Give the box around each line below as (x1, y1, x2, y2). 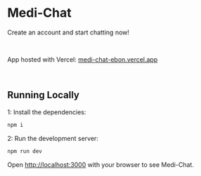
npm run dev (7, 147, 42, 155)
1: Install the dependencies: (7, 107, 86, 116)
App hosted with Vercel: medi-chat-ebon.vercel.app (7, 55, 158, 64)
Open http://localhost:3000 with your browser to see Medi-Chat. (7, 160, 195, 169)
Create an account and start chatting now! (7, 28, 130, 36)
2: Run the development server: (7, 134, 98, 142)
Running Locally (7, 89, 79, 101)
